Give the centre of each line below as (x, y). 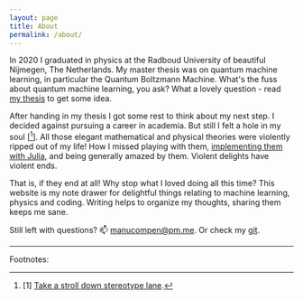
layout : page (34, 18)
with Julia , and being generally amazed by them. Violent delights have (139, 156)
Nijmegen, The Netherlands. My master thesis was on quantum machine (143, 70)
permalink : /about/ (46, 34)
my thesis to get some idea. (61, 98)
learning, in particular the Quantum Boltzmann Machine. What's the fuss (143, 80)
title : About (34, 26)
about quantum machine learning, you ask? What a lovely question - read (145, 89)
